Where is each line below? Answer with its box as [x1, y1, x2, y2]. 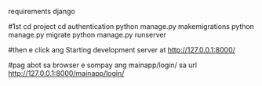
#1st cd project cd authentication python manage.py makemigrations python [8, 22, 255, 30]
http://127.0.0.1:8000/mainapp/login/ [8, 69, 125, 77]
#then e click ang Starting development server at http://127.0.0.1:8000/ [8, 45, 235, 54]
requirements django [8, 7, 76, 16]
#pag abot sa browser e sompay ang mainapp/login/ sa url [8, 60, 198, 70]
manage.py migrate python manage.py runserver [8, 30, 166, 39]
